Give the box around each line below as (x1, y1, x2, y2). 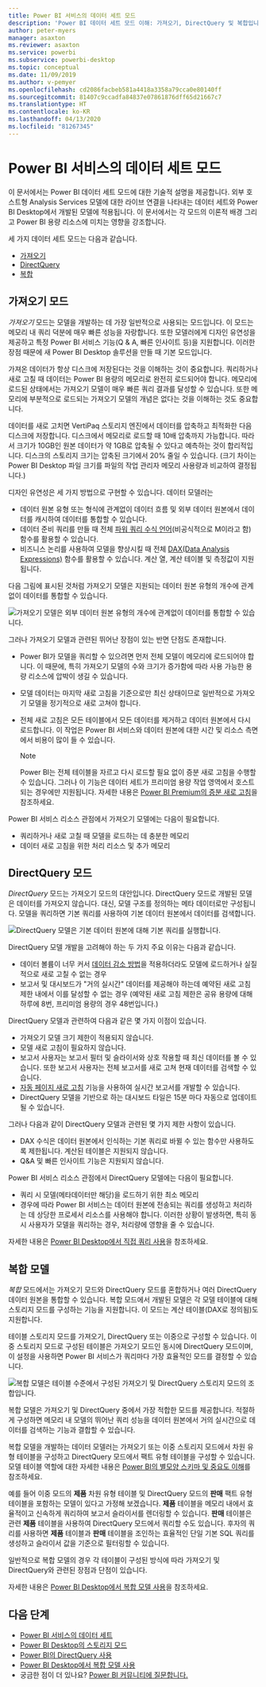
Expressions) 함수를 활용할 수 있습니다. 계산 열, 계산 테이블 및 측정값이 (19, 554, 240, 563)
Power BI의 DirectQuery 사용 (19, 1650, 113, 1659)
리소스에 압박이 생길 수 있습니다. (28, 671, 129, 681)
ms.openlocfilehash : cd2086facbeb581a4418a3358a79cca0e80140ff (8, 85, 222, 94)
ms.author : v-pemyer (8, 78, 77, 86)
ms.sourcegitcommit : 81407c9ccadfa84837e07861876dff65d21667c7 (8, 93, 222, 101)
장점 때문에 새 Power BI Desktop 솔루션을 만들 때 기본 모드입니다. (8, 347, 213, 356)
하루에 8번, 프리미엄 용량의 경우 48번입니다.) (19, 999, 159, 1009)
